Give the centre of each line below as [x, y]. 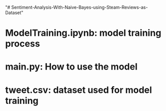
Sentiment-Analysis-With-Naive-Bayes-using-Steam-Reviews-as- [80, 7]
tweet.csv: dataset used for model [79, 90]
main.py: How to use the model [71, 67]
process [23, 44]
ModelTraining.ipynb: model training [83, 33]
